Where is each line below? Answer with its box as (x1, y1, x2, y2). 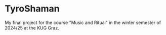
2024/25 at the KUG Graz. (5, 24, 59, 30)
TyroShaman (5, 3, 60, 14)
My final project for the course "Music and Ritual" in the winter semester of (5, 19, 161, 25)
